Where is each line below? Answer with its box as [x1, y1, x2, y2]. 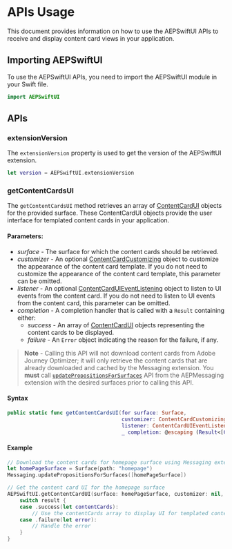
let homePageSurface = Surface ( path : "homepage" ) [7, 465, 153, 472]
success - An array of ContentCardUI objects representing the [27, 320, 205, 329]
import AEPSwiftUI [7, 93, 60, 100]
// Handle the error [32, 523, 91, 530]
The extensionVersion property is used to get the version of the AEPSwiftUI [7, 149, 222, 157]
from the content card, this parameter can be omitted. [17, 298, 171, 307]
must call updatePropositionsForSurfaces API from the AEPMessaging [23, 371, 224, 379]
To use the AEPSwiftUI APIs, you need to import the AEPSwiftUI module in [7, 73, 217, 81]
